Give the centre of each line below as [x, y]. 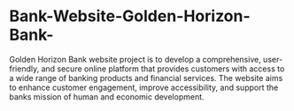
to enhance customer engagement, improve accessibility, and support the [144, 87]
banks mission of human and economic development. [107, 96]
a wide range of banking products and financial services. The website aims [146, 78]
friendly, [24, 69]
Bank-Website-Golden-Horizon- [130, 16]
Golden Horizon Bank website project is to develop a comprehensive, [135, 59]
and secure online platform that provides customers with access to [163, 69]
